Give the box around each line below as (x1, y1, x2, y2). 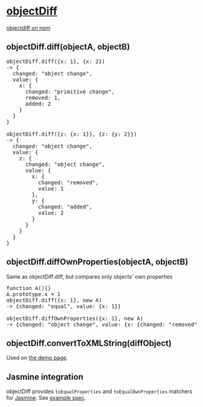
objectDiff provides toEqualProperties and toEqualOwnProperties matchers (6, 388, 193, 395)
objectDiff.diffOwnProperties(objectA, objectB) (6, 257, 188, 267)
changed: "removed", (38, 179, 99, 186)
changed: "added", (38, 203, 92, 210)
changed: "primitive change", (25, 88, 115, 95)
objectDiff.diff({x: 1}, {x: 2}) (6, 58, 106, 65)
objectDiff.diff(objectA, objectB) (6, 42, 130, 52)
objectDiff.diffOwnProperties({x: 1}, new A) (6, 315, 144, 322)
